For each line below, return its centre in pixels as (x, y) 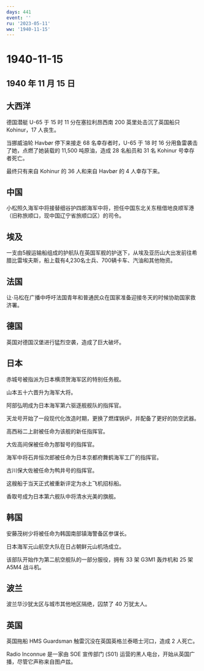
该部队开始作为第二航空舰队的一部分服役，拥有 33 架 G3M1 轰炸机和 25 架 (100, 559)
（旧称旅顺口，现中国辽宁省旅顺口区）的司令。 (65, 216)
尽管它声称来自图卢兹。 (47, 662)
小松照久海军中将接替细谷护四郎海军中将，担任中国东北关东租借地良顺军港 (100, 208)
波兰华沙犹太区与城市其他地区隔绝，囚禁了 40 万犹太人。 (78, 604)
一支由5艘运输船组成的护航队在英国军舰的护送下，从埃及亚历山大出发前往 (99, 253)
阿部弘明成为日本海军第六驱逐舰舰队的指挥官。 (65, 405)
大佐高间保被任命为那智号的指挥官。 (52, 444)
